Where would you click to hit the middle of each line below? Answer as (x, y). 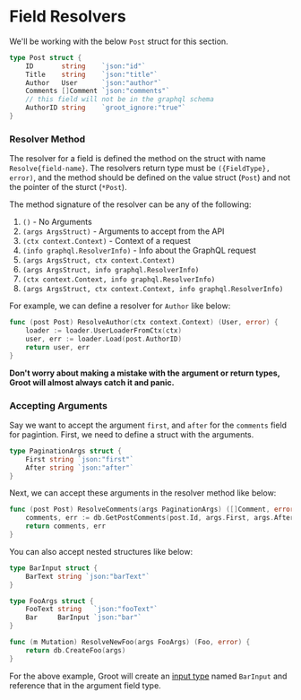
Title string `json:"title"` (92, 74)
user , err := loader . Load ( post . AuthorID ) (103, 339)
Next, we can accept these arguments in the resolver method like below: (143, 493)
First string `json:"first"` (80, 459)
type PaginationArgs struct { (66, 451)
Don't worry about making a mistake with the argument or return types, (145, 373)
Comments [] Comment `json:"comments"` (98, 91)
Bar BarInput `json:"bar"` (84, 618)
